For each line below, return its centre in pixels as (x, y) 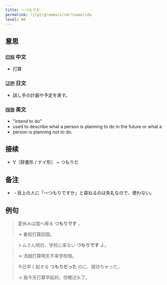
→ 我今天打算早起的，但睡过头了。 (54, 277)
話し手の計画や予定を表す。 (41, 95)
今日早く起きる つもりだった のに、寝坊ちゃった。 (70, 267)
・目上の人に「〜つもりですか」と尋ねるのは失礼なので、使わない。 (83, 193)
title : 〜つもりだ (23, 10)
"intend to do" (27, 121)
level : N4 (16, 19)
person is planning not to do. (43, 132)
